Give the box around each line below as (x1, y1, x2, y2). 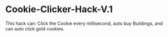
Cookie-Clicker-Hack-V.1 (5, 4, 113, 15)
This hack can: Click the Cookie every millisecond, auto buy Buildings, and (5, 20, 163, 26)
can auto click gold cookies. (5, 25, 65, 31)
